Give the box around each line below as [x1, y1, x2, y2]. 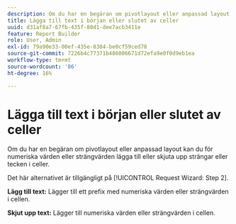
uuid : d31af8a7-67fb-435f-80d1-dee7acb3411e [7, 23, 141, 30]
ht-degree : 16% [7, 69, 52, 77]
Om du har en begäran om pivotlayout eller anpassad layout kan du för [7, 145, 213, 153]
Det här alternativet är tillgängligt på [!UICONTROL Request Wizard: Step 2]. [7, 174, 229, 182]
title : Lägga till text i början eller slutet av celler [7, 17, 179, 24]
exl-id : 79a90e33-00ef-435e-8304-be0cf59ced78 [7, 43, 147, 50]
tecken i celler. [7, 160, 50, 169]
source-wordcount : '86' [7, 63, 78, 70]
